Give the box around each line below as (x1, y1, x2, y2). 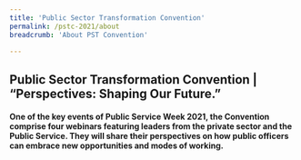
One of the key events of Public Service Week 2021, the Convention (9, 111, 270, 123)
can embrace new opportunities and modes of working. (9, 140, 225, 151)
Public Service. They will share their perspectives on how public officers (9, 131, 289, 142)
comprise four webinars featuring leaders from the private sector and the (9, 121, 293, 132)
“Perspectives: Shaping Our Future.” (9, 85, 221, 101)
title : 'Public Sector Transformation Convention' (9, 13, 206, 23)
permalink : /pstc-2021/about (9, 22, 120, 31)
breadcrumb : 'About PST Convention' (9, 30, 148, 39)
